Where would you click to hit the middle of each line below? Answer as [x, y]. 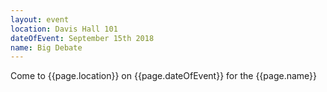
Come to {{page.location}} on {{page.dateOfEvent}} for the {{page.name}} [164, 76]
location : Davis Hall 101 [64, 29]
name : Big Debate [46, 47]
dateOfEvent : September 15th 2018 [82, 38]
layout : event [40, 19]
